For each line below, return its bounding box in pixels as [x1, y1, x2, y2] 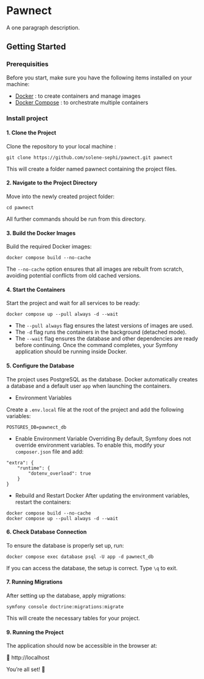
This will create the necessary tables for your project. [6, 614, 140, 622]
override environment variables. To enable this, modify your [15, 441, 166, 449]
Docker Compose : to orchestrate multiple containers [15, 98, 149, 106]
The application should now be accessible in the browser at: [6, 642, 157, 650]
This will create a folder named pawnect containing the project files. [6, 165, 177, 172]
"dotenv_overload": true [28, 470, 91, 477]
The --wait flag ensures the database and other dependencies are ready [15, 335, 199, 342]
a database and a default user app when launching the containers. [6, 382, 172, 389]
